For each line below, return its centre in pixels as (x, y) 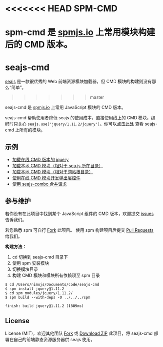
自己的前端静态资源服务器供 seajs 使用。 (54, 339)
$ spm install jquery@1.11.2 (35, 289)
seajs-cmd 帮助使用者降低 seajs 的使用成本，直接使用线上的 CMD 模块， (78, 118)
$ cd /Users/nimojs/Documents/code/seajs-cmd (52, 284)
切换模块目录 (25, 269)
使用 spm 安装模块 (31, 263)
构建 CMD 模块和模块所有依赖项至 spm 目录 (56, 275)
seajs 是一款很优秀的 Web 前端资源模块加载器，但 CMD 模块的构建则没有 (79, 82)
